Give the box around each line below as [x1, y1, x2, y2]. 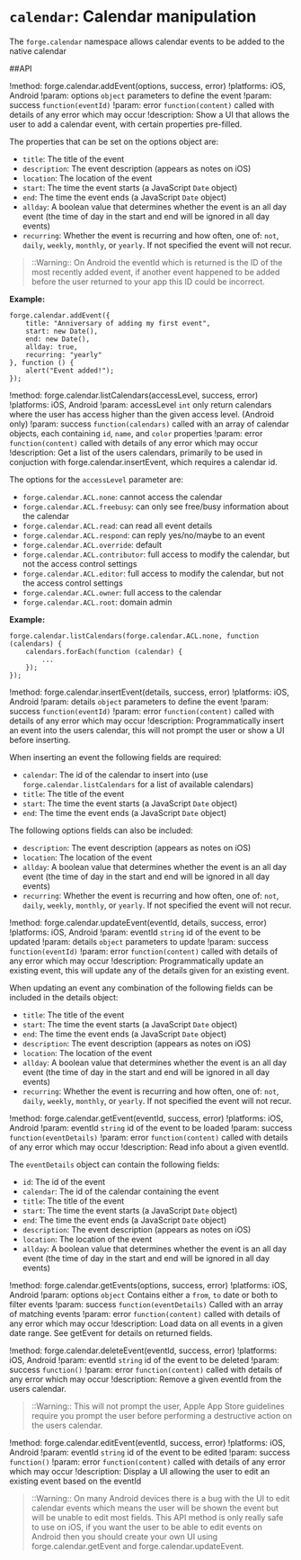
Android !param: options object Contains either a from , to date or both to [9, 1289, 279, 1300]
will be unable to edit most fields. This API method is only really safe [31, 1511, 284, 1522]
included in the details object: [9, 991, 119, 1002]
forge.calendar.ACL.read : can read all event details [22, 520, 213, 531]
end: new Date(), [25, 335, 91, 344]
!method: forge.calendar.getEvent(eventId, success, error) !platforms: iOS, [9, 1113, 284, 1124]
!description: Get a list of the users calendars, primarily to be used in [9, 447, 263, 458]
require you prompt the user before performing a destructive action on [31, 1410, 293, 1421]
